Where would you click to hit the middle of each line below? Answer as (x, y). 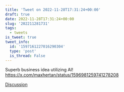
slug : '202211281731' (28, 23)
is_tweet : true (21, 38)
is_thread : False (28, 56)
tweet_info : (17, 42)
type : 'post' (23, 51)
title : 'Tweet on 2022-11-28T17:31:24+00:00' (53, 10)
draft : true (17, 14)
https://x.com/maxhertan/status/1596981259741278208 (62, 75)
